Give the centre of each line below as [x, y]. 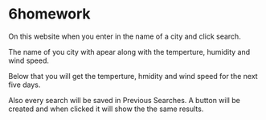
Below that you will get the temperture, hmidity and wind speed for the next [133, 76]
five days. [25, 85]
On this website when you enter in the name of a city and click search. [125, 36]
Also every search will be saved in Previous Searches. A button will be [125, 100]
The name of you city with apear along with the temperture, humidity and [129, 52]
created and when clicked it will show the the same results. [106, 109]
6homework [49, 14]
